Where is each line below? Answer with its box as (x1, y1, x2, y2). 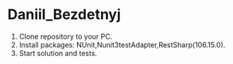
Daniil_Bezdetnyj (7, 6, 121, 24)
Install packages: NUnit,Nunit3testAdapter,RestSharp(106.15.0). (18, 40, 226, 49)
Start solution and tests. (18, 48, 97, 58)
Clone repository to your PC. (18, 32, 113, 41)
